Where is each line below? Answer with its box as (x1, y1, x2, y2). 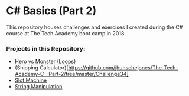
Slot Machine (14, 77, 47, 84)
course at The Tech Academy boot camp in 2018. (6, 29, 126, 37)
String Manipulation (14, 83, 63, 90)
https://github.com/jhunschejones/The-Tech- (68, 64, 178, 71)
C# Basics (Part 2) (6, 4, 96, 18)
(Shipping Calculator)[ (14, 64, 69, 71)
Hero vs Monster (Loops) (14, 58, 76, 65)
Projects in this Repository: (6, 44, 86, 52)
